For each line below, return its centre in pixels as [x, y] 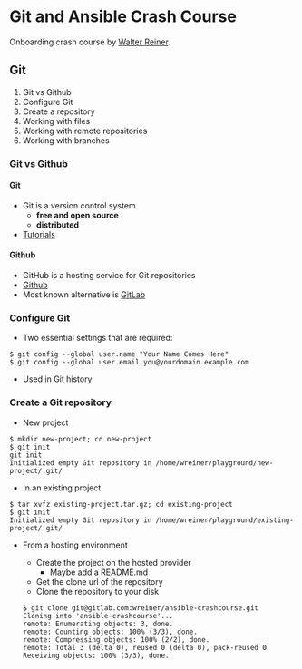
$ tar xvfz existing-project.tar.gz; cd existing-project [121, 504]
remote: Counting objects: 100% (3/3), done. [110, 632]
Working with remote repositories [85, 131]
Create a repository [58, 111]
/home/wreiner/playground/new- [214, 463]
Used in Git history [57, 379]
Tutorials [39, 234]
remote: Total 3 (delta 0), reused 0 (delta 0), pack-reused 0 [145, 647]
